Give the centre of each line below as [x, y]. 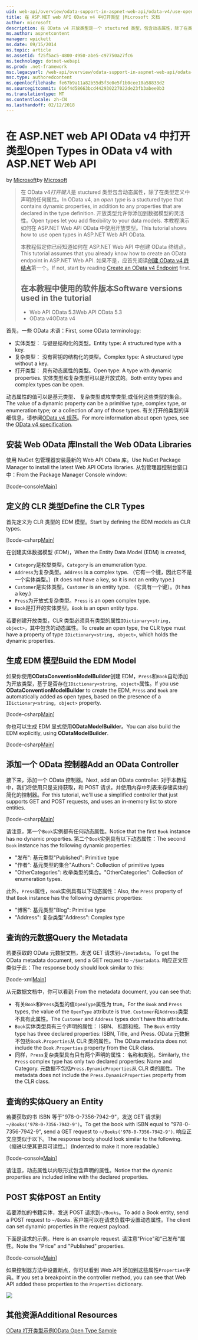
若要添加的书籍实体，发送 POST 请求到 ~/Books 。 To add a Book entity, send [98, 1212]
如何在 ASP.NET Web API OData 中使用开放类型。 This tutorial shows [104, 228]
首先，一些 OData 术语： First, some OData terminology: [74, 331]
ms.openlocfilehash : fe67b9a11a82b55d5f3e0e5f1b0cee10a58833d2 [85, 83]
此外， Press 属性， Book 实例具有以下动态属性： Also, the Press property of [94, 891]
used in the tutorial [56, 298]
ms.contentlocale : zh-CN [37, 99]
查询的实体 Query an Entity [55, 1102]
